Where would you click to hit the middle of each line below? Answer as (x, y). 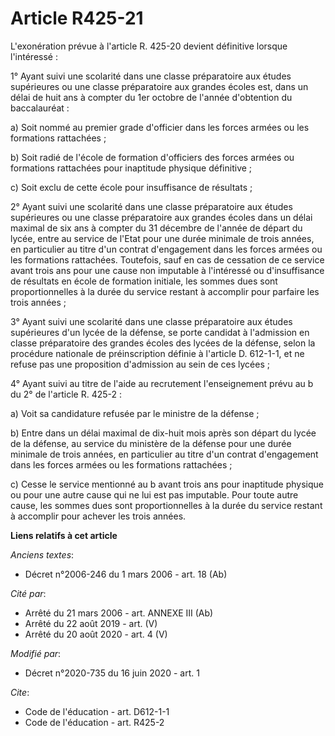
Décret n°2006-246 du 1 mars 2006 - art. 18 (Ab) (126, 574)
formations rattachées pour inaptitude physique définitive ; (131, 168)
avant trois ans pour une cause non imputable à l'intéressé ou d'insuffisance (167, 270)
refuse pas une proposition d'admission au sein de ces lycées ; (140, 364)
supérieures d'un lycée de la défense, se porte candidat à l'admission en (160, 332)
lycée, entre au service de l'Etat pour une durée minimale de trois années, (162, 238)
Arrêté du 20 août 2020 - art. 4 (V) (96, 634)
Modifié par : (36, 653)
